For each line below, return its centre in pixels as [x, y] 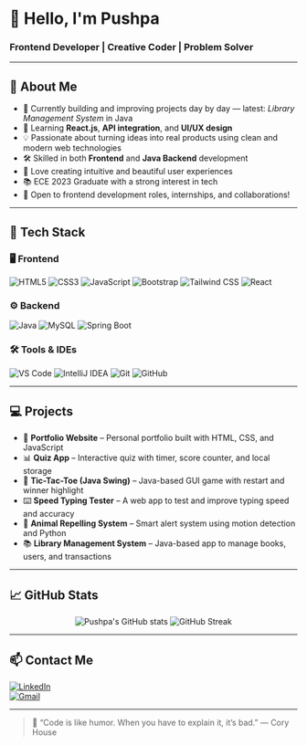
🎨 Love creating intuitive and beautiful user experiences [127, 172]
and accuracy [48, 514]
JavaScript [43, 447]
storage [37, 471]
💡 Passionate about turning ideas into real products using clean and [150, 138]
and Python [44, 533]
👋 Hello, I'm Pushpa [85, 19]
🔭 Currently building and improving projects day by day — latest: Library [159, 109]
